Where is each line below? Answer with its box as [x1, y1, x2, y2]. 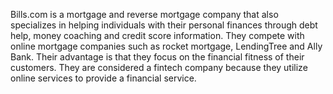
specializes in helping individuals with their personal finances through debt [10, 19, 318, 31]
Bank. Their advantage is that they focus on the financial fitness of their [10, 51, 305, 63]
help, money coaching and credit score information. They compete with [10, 30, 305, 41]
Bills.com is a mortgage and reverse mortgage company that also [10, 9, 279, 20]
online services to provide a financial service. [10, 72, 197, 84]
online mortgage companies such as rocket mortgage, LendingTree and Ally [10, 40, 323, 52]
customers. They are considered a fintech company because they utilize [10, 62, 308, 73]
